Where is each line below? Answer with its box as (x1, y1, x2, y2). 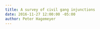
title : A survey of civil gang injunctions (5, 7, 96, 12)
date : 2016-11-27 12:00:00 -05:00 (5, 12, 76, 17)
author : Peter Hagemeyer (5, 16, 56, 21)
